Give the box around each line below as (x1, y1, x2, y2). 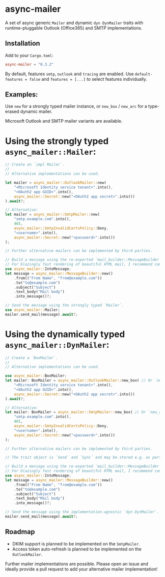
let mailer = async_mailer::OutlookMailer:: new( (5, 180, 107, 185)
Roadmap (5, 528, 35, 536)
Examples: (5, 90, 38, 99)
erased (5, 108, 20, 114)
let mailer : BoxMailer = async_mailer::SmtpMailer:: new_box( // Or (5, 410, 146, 415)
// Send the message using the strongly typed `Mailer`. (5, 303, 124, 308)
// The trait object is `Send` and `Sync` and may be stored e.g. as (5, 455, 151, 460)
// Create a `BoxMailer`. (5, 355, 58, 360)
